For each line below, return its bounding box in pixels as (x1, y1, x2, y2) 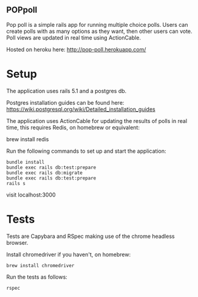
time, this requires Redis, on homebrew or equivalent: (6, 124, 140, 131)
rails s (6, 180, 26, 186)
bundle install (6, 159, 45, 165)
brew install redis (6, 135, 49, 142)
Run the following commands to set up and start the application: (6, 147, 166, 155)
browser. (6, 239, 29, 246)
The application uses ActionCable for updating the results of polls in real (6, 117, 187, 124)
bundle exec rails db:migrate (6, 170, 83, 176)
